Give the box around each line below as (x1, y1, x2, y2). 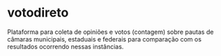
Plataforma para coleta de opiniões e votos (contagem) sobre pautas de (7, 28, 214, 36)
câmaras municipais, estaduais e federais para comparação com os (7, 35, 202, 43)
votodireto (7, 5, 69, 21)
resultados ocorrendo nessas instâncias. (7, 42, 124, 50)
